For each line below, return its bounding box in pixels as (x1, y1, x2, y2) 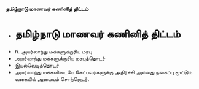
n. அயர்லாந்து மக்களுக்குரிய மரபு (14, 47, 92, 55)
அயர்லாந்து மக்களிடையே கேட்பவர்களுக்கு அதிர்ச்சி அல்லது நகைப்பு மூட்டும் (14, 68, 193, 75)
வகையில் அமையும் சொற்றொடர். (14, 75, 90, 82)
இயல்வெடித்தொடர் (14, 61, 60, 69)
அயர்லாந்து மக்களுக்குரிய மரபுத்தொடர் (14, 55, 106, 62)
